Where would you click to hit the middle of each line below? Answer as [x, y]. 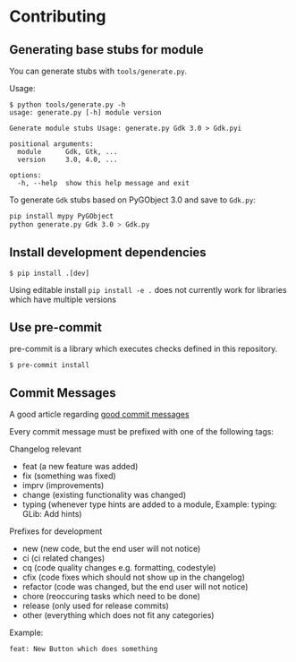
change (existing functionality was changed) [104, 495]
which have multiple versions [63, 299]
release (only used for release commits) [96, 606]
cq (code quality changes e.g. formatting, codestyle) [119, 568]
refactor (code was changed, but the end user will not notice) [135, 587]
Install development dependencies [108, 253]
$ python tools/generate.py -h [68, 105]
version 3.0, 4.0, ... [68, 159]
